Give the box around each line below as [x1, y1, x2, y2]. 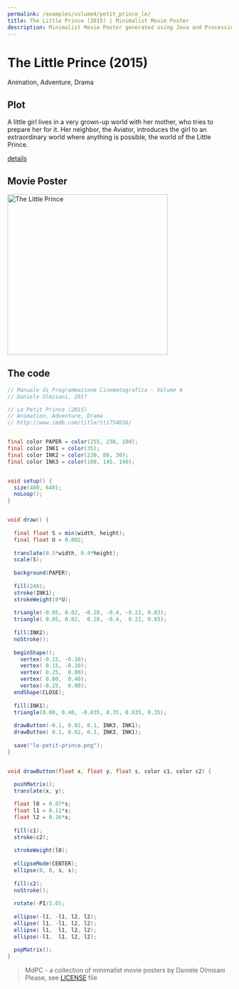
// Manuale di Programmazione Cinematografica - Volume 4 [7, 386, 183, 393]
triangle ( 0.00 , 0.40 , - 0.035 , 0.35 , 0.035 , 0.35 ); [14, 709, 167, 716]
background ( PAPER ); [14, 569, 72, 577]
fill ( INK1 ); [14, 702, 50, 709]
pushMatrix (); [14, 781, 55, 788]
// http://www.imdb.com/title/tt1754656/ [7, 419, 132, 427]
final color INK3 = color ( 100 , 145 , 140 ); [7, 458, 135, 465]
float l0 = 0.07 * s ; [14, 801, 72, 808]
